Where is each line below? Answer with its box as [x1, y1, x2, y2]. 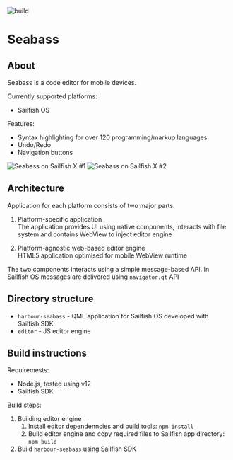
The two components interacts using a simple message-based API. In [7, 265, 210, 273]
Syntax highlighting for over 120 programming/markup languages [17, 133, 208, 142]
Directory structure [7, 293, 94, 305]
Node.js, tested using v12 [17, 379, 92, 389]
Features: [7, 120, 35, 127]
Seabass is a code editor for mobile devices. [7, 79, 136, 86]
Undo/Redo [17, 141, 52, 149]
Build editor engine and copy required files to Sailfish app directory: [28, 430, 225, 438]
